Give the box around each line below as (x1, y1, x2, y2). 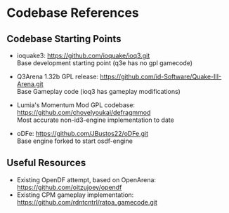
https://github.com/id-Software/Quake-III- (100, 72, 222, 81)
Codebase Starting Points (6, 33, 122, 45)
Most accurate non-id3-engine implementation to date (16, 116, 175, 124)
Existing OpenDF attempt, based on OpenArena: (16, 175, 156, 184)
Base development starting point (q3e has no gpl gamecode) (16, 59, 193, 67)
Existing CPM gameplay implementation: (16, 191, 134, 199)
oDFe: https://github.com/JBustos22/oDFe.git (16, 130, 149, 137)
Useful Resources (6, 157, 86, 169)
